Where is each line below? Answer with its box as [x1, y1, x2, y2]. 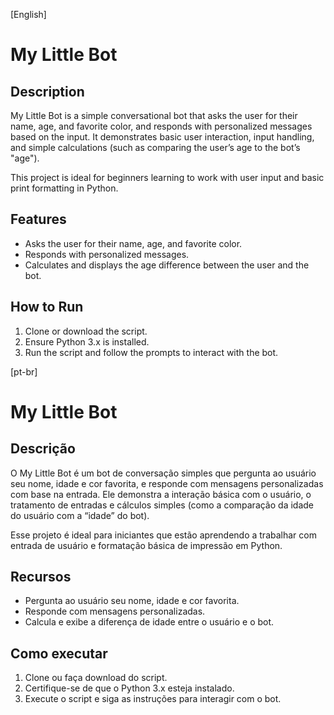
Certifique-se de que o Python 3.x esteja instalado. [24, 682, 235, 694]
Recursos [10, 569, 72, 586]
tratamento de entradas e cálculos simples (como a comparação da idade [10, 499, 314, 511]
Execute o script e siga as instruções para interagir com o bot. [24, 693, 282, 705]
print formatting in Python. [10, 182, 119, 194]
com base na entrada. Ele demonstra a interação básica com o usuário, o [10, 488, 312, 500]
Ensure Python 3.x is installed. [24, 335, 150, 348]
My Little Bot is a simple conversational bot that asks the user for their [10, 110, 298, 121]
